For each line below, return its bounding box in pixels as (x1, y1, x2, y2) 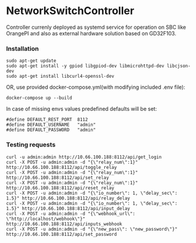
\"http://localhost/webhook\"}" (6, 216, 85, 222)
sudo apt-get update (6, 58, 57, 64)
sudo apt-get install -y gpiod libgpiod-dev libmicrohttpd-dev (6, 63, 165, 69)
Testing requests (6, 141, 56, 149)
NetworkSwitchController (6, 4, 134, 18)
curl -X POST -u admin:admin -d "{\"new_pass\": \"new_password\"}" (6, 226, 178, 232)
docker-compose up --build (6, 95, 72, 101)
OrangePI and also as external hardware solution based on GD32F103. (6, 29, 177, 36)
